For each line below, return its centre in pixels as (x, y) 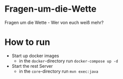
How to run (27, 42)
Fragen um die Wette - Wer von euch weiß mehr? (54, 22)
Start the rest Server (32, 66)
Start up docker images (35, 56)
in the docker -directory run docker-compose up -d (68, 61)
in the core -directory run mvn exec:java (59, 71)
